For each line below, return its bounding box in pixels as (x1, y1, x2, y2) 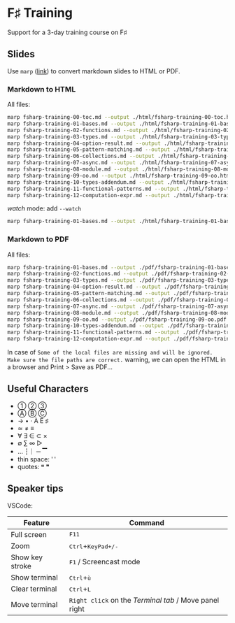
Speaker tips (7, 482, 64, 494)
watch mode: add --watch (7, 204, 82, 213)
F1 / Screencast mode (69, 557, 141, 566)
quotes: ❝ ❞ (17, 462, 50, 471)
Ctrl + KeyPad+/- (69, 540, 119, 550)
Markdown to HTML (7, 84, 76, 94)
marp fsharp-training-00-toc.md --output (7, 114, 130, 121)
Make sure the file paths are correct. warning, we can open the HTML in (7, 355, 226, 364)
